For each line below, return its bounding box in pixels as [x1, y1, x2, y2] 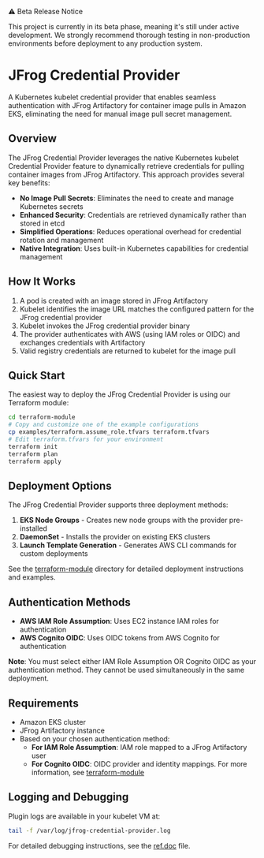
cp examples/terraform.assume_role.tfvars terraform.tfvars [8, 428, 210, 436]
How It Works [8, 275, 76, 289]
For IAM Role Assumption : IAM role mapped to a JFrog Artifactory [31, 742, 247, 752]
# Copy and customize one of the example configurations [8, 421, 199, 429]
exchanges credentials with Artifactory [19, 338, 146, 347]
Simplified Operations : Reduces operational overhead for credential [19, 226, 242, 236]
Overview [8, 132, 58, 145]
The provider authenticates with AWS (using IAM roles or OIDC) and [19, 329, 240, 338]
